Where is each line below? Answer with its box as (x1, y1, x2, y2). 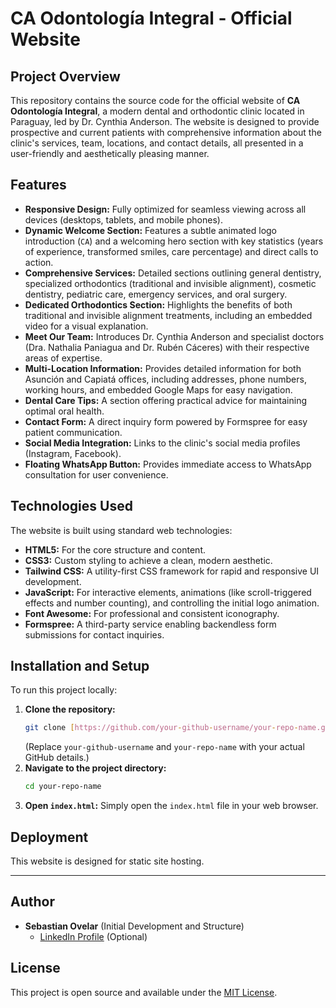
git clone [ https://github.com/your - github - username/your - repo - (24, 723, 299, 733)
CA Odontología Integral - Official (10, 7, 293, 30)
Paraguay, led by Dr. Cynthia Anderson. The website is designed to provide (10, 116, 320, 127)
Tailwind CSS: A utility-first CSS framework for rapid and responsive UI (24, 565, 320, 577)
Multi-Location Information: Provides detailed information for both (24, 362, 302, 374)
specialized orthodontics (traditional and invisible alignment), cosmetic (24, 277, 317, 289)
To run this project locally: (10, 684, 118, 696)
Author (10, 893, 55, 911)
